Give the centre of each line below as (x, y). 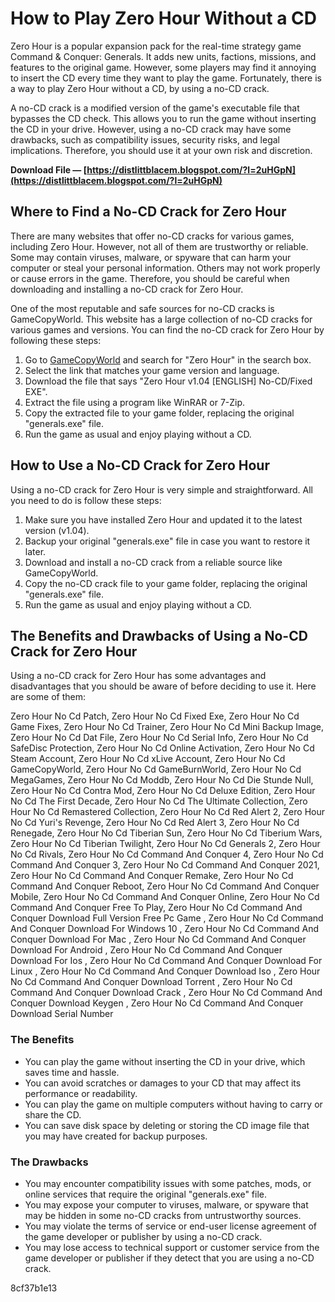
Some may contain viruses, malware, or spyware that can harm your (151, 257)
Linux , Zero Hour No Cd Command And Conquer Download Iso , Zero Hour (165, 971)
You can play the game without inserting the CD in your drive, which (165, 1061)
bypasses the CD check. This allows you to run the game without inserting (163, 118)
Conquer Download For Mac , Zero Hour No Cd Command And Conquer (158, 939)
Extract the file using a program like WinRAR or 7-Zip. (135, 402)
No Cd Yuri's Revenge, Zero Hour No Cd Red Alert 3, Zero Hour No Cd (155, 823)
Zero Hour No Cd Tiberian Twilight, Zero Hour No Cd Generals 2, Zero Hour (165, 844)
